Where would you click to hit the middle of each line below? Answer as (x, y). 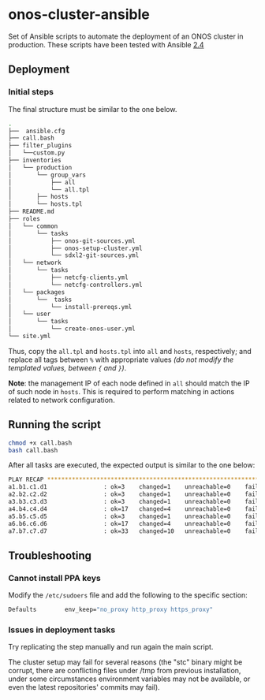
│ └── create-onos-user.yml (72, 329)
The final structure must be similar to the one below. (93, 109)
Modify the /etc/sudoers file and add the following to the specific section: (128, 595)
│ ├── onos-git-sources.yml (72, 241)
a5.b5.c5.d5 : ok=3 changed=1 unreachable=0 (119, 516)
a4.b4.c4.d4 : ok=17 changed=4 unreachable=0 (119, 509)
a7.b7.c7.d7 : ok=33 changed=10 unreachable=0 (119, 531)
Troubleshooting (50, 555)
